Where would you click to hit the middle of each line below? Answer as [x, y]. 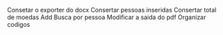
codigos [19, 24]
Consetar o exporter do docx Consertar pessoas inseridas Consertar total [112, 10]
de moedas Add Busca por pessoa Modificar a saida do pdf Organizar [107, 17]
